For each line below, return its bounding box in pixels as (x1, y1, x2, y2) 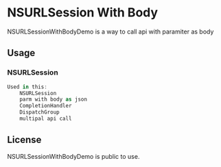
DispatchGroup (19, 109, 60, 116)
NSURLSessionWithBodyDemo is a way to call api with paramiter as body (7, 27, 214, 36)
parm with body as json (19, 96, 88, 103)
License (7, 134, 42, 146)
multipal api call (19, 115, 72, 122)
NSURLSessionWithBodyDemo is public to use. (7, 152, 140, 160)
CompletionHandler (19, 103, 72, 110)
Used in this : (7, 83, 48, 90)
